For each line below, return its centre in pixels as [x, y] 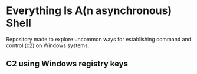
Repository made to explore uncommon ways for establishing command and [99, 39]
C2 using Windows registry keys [67, 64]
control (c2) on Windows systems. [48, 45]
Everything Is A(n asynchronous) [89, 11]
